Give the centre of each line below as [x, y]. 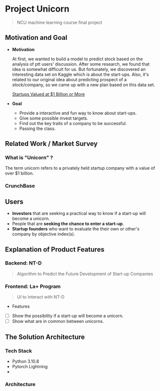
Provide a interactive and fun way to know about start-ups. [78, 113]
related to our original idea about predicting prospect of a [69, 79]
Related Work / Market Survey [51, 144]
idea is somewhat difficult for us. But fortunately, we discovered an [79, 69]
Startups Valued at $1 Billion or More [48, 94]
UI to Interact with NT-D [40, 297]
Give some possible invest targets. [54, 118]
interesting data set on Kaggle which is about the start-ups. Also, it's [80, 74]
